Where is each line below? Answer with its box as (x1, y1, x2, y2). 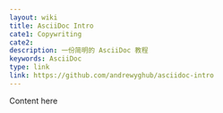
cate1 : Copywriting (9, 29, 82, 38)
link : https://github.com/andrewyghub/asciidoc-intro (9, 71, 215, 80)
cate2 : (9, 37, 34, 47)
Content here (9, 95, 58, 106)
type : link (9, 63, 50, 72)
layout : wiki (9, 12, 58, 22)
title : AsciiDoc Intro (9, 21, 94, 30)
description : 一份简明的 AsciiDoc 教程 (9, 46, 149, 55)
